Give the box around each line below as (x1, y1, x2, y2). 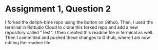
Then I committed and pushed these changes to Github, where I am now (5, 35, 150, 40)
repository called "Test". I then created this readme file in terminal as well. (5, 29, 154, 35)
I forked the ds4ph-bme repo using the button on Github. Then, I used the (5, 19, 153, 25)
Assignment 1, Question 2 (5, 3, 111, 14)
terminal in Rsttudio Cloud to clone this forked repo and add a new (5, 24, 138, 30)
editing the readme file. (5, 39, 52, 45)
